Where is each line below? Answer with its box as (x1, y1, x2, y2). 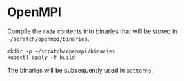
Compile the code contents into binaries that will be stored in (7, 27, 178, 35)
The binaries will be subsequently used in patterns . (7, 66, 154, 74)
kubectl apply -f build (7, 53, 76, 61)
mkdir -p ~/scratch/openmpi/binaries (7, 48, 116, 55)
